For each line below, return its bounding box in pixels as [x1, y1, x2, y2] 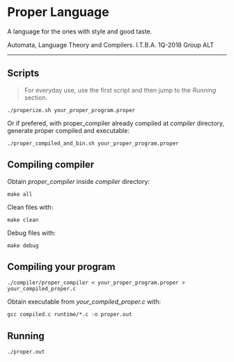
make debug [7, 242, 39, 249]
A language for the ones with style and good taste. [7, 27, 153, 36]
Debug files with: [7, 228, 56, 237]
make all [7, 191, 33, 198]
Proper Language [7, 4, 109, 20]
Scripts [7, 68, 40, 79]
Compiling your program [7, 260, 116, 272]
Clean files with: [7, 203, 54, 211]
